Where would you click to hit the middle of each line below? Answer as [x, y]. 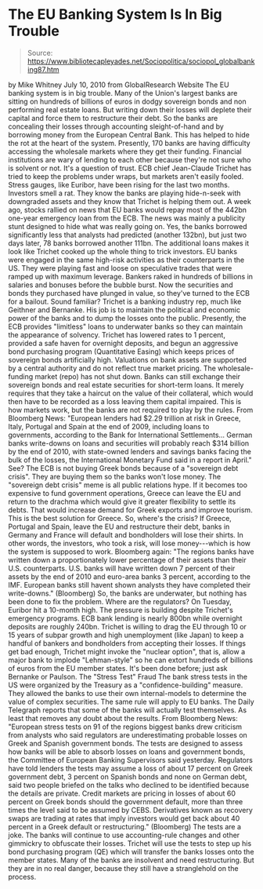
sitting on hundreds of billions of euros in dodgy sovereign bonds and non [127, 101]
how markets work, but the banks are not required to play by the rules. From [131, 410]
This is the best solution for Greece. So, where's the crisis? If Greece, [120, 518]
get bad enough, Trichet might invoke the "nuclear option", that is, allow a [126, 651]
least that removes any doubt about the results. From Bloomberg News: [123, 718]
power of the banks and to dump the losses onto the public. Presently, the [127, 318]
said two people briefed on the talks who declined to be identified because [129, 785]
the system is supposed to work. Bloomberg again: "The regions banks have [131, 552]
